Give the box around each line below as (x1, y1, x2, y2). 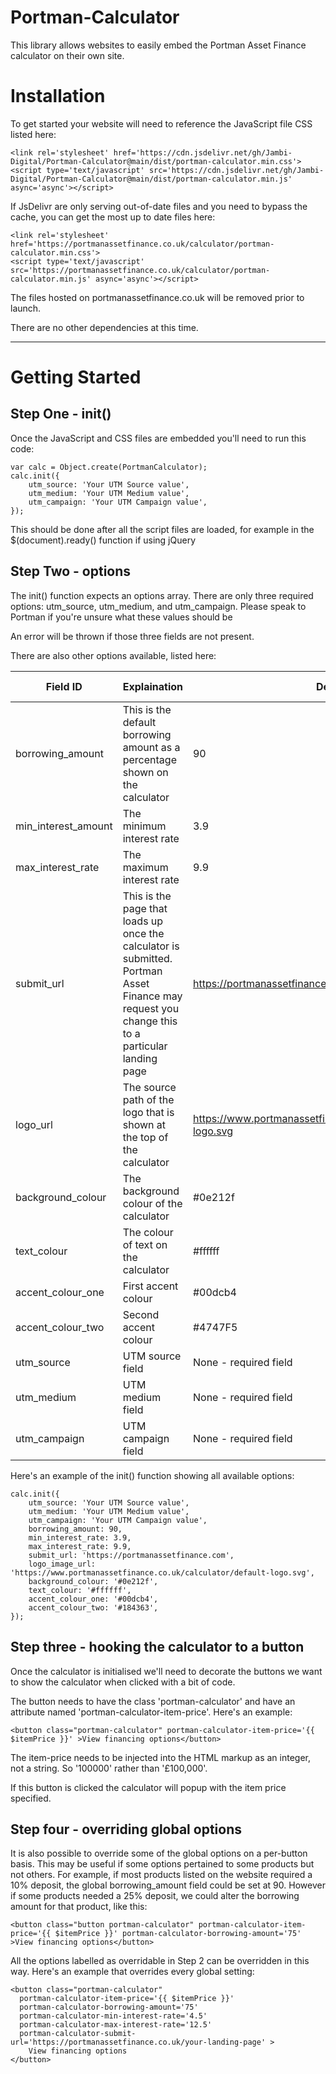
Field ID (45, 679, 83, 693)
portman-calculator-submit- (19, 2029, 137, 2039)
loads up (122, 914, 164, 928)
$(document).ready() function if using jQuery (10, 534, 197, 546)
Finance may (122, 989, 183, 1003)
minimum (122, 819, 167, 833)
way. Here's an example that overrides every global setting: (10, 1966, 255, 1978)
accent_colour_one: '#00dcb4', (28, 1594, 159, 1604)
